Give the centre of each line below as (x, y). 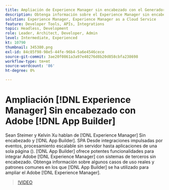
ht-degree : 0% (20, 71)
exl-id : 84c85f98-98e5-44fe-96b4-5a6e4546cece (55, 52)
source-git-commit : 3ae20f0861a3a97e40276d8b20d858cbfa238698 (72, 57)
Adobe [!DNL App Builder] (60, 121)
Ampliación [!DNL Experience (68, 100)
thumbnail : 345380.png (29, 47)
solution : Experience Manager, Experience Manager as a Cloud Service (81, 19)
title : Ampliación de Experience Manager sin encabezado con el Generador (85, 10)
